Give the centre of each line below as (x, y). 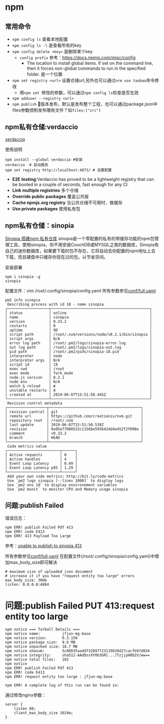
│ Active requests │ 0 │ (41, 455)
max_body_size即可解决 (33, 562)
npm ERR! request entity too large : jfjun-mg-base (59, 677)
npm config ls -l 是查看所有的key (47, 45)
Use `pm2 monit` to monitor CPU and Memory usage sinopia (68, 489)
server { (14, 704)
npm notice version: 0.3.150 (41, 638)
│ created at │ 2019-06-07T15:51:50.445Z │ (79, 395)
